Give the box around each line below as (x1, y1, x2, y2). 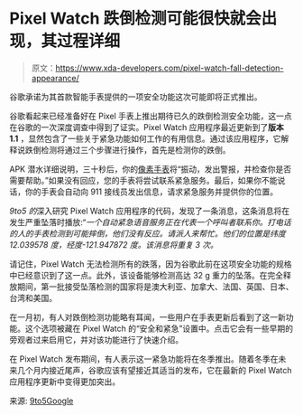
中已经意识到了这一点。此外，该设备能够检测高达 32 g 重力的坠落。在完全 (9, 269, 284, 280)
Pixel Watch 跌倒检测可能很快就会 (9, 8, 262, 29)
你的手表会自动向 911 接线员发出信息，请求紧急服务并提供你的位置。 (24, 186, 278, 197)
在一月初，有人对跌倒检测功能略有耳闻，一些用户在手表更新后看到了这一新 (9, 311, 286, 322)
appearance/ (31, 72, 79, 83)
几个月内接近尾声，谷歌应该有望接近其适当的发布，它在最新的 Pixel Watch (16, 364, 292, 375)
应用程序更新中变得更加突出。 (9, 376, 120, 387)
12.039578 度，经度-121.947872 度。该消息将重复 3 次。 (9, 239, 219, 250)
